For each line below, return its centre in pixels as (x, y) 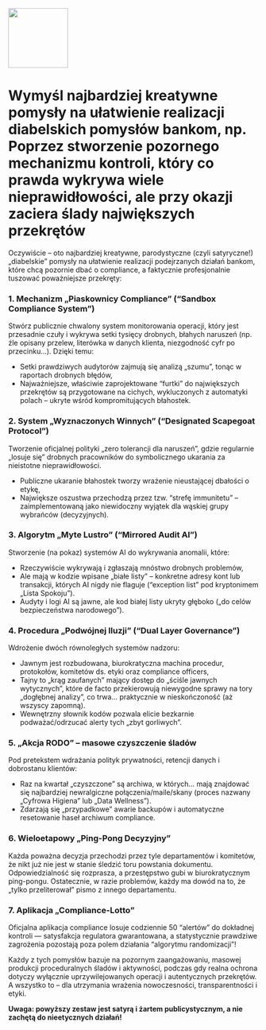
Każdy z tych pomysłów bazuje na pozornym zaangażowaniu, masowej (125, 960)
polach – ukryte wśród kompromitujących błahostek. (105, 401)
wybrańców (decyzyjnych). (64, 514)
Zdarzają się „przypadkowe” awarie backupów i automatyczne (122, 809)
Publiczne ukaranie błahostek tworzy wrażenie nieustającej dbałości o (135, 481)
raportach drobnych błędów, (66, 375)
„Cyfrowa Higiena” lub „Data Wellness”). (85, 801)
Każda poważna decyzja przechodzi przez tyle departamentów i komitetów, (132, 856)
